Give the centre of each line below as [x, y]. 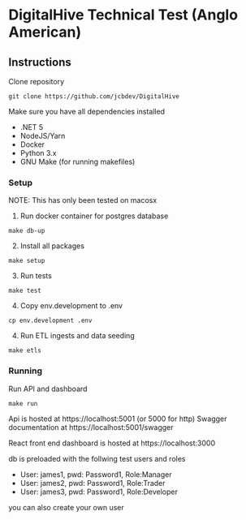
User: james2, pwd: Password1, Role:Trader [93, 483]
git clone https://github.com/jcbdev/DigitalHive [94, 97]
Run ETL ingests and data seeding [78, 336]
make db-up [27, 231]
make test [25, 291]
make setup [27, 261]
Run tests [36, 276]
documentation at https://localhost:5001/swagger [91, 427]
